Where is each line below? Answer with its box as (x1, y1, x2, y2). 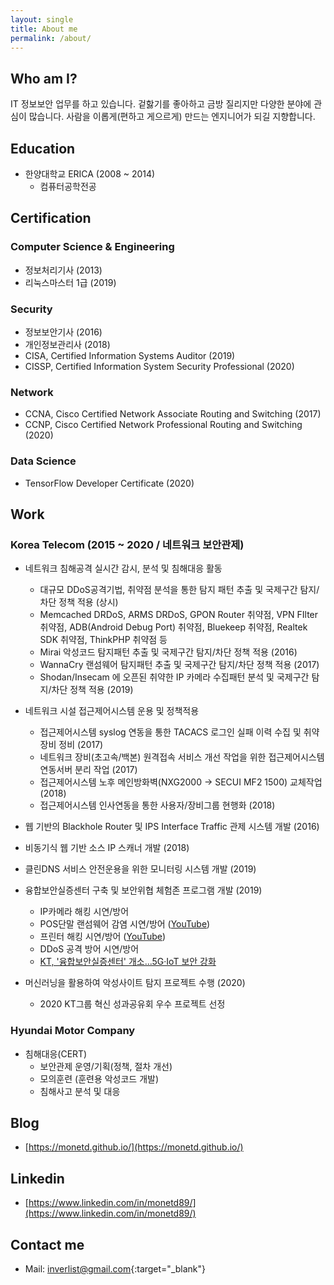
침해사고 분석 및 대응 (39, 1085, 121, 1097)
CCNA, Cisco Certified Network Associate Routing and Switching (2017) (24, 408, 322, 420)
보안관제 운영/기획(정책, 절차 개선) (39, 1060, 173, 1072)
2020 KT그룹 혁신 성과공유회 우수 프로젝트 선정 (39, 998, 226, 1010)
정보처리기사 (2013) (24, 264, 103, 276)
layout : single (10, 14, 74, 25)
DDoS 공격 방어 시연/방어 (39, 943, 140, 955)
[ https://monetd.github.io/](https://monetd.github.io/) (24, 1141, 244, 1153)
